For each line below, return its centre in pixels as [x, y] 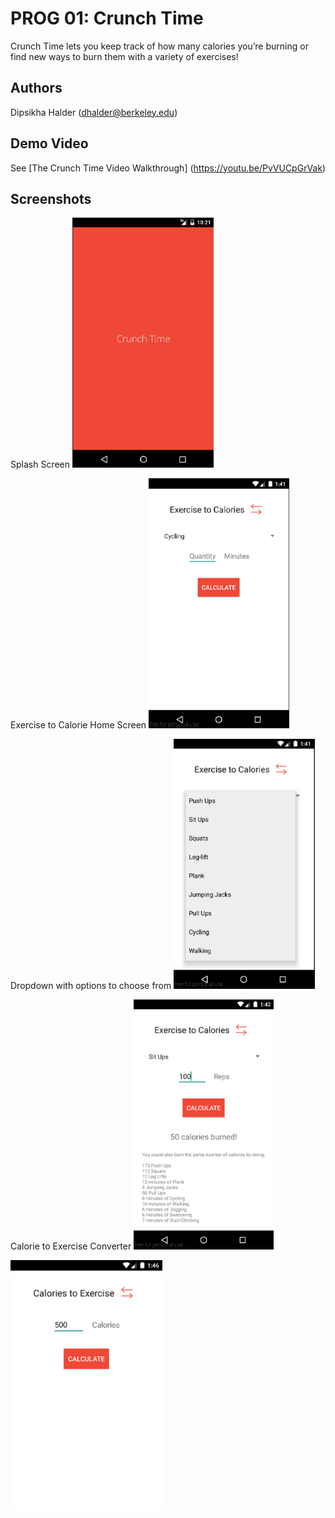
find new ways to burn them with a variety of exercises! [124, 56]
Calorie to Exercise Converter [71, 1246]
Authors [36, 88]
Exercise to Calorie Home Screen [78, 725]
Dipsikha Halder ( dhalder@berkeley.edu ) [94, 112]
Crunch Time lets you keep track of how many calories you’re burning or [159, 46]
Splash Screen [40, 464]
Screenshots [51, 198]
